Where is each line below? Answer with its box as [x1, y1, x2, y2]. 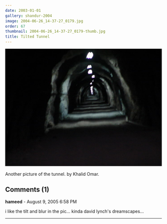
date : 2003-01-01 [5, 8, 41, 13]
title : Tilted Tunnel [5, 34, 50, 39]
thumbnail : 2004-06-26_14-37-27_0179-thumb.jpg [5, 29, 106, 34]
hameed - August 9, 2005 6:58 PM [5, 199, 77, 205]
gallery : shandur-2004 [5, 13, 52, 18]
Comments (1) [5, 185, 50, 194]
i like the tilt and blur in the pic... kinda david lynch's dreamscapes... [5, 208, 144, 214]
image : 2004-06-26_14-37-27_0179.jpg [5, 18, 83, 23]
